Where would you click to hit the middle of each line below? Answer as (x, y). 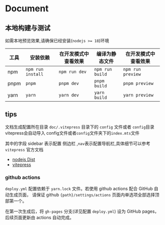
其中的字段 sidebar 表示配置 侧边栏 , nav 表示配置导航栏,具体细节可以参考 (78, 143)
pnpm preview (138, 83)
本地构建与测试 (28, 28)
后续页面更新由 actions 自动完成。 (40, 218)
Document (27, 9)
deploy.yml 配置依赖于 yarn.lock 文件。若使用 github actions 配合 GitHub (79, 189)
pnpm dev (69, 83)
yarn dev (69, 95)
